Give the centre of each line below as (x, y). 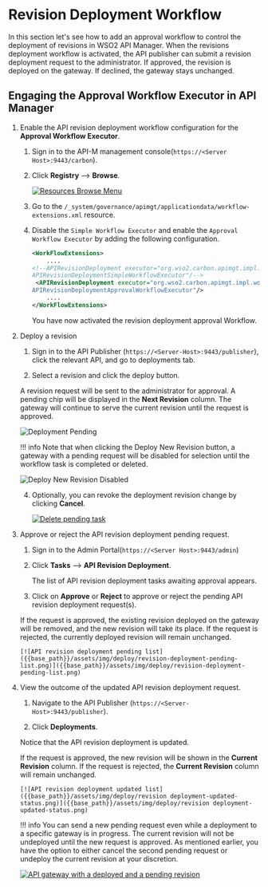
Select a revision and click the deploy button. (106, 375)
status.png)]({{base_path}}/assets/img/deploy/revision (114, 803)
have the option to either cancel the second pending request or (124, 850)
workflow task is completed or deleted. (84, 463)
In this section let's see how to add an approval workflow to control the (125, 37)
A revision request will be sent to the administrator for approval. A (128, 390)
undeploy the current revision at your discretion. (99, 858)
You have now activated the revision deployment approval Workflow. (144, 320)
